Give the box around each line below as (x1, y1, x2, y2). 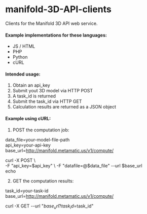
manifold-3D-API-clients (5, 4, 112, 15)
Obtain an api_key (12, 82, 51, 88)
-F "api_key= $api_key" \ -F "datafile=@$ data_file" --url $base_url (5, 162, 143, 168)
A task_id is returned (12, 93, 56, 99)
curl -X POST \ (5, 157, 36, 163)
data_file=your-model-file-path (5, 136, 70, 142)
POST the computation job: (12, 127, 69, 133)
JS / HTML (12, 43, 35, 49)
